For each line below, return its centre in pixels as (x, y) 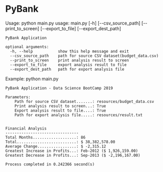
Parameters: (18, 97)
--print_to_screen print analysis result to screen (69, 60)
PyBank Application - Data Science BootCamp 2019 (59, 88)
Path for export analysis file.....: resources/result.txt (79, 115)
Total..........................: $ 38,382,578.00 (60, 142)
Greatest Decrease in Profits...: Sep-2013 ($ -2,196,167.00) (73, 155)
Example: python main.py (32, 79)
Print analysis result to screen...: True (60, 106)
